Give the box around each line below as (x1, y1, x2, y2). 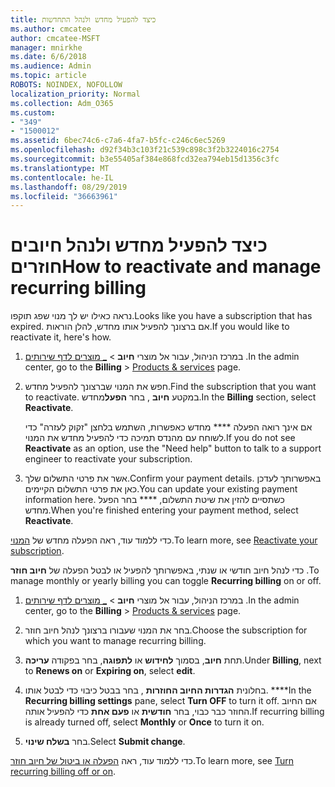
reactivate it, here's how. (10, 331, 112, 343)
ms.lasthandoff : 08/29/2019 (10, 182, 128, 192)
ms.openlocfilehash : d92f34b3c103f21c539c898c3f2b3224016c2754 (10, 145, 280, 155)
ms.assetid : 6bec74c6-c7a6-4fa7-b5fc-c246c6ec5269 (10, 136, 226, 146)
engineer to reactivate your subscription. (24, 453, 193, 465)
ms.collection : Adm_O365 (10, 98, 114, 108)
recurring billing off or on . (10, 766, 116, 778)
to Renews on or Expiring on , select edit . (24, 665, 196, 677)
